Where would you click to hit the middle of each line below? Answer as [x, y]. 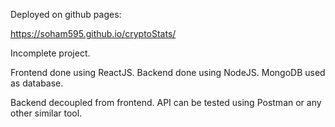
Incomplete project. [50, 53]
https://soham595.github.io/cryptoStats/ [93, 33]
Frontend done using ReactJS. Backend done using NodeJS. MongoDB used [168, 72]
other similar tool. [46, 113]
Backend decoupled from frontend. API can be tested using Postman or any [166, 102]
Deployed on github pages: [66, 14]
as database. [37, 83]
